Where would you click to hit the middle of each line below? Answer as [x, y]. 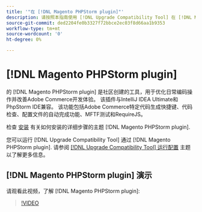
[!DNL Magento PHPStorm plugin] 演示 [79, 175]
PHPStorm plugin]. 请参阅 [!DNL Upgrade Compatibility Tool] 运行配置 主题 [99, 147]
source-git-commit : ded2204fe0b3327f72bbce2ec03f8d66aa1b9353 [86, 23]
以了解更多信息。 [27, 155]
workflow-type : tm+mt [33, 28]
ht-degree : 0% [24, 40]
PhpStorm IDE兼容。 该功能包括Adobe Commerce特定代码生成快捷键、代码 [99, 107]
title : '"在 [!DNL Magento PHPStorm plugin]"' [65, 12]
